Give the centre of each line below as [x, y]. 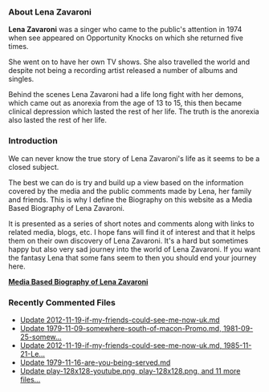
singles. [21, 79]
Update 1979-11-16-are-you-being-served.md [95, 362]
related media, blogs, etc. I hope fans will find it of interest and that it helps [132, 232]
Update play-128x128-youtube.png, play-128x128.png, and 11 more [130, 370]
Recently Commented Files [62, 302]
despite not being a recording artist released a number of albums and [123, 71]
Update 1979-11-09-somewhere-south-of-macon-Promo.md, [121, 328]
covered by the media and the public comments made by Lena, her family [130, 191]
